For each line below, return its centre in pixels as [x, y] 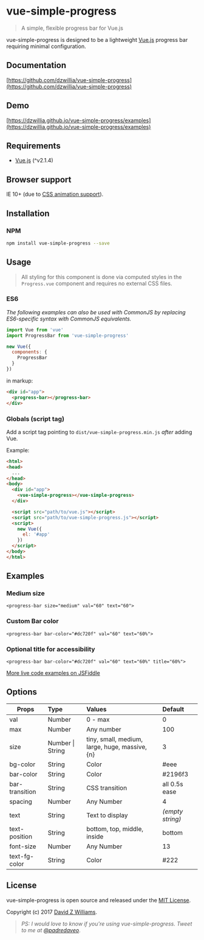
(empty [173, 811]
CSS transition [107, 787]
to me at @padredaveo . [51, 930]
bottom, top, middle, [115, 829]
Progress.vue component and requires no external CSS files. [97, 283]
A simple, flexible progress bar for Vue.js [72, 28]
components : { [29, 352]
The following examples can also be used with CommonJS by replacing [96, 312]
